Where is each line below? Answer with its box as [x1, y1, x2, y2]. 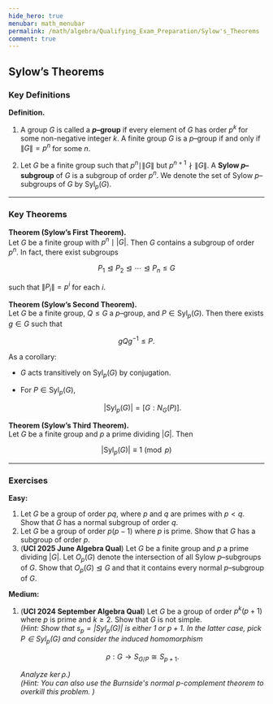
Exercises [8, 475, 49, 486]
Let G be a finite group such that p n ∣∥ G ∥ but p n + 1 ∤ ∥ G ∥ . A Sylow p [19, 159, 246, 170]
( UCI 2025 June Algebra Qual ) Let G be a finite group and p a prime [19, 544, 249, 554]
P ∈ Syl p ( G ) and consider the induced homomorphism [19, 634, 203, 645]
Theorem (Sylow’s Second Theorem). [8, 300, 137, 310]
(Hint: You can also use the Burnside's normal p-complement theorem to [19, 678, 264, 688]
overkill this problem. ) [19, 686, 95, 696]
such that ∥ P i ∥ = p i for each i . [8, 280, 106, 293]
